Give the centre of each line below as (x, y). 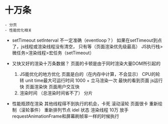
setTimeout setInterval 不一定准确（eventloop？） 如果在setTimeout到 (85, 40)
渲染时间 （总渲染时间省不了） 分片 (56, 93)
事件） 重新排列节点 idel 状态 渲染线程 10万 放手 (79, 110)
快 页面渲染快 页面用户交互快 (50, 86)
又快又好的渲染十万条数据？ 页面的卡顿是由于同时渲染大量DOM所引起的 (86, 63)
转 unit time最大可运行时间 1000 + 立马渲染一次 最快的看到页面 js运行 (91, 80)
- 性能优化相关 (18, 30)
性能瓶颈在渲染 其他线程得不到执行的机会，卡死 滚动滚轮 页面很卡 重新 (85, 103)
